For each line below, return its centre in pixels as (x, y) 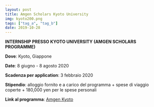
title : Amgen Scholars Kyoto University (47, 14)
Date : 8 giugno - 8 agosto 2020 (37, 66)
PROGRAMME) (20, 47)
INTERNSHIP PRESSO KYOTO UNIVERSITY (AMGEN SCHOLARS (71, 42)
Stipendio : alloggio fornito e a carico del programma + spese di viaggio (77, 85)
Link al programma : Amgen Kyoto (39, 99)
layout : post (18, 10)
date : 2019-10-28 (23, 28)
